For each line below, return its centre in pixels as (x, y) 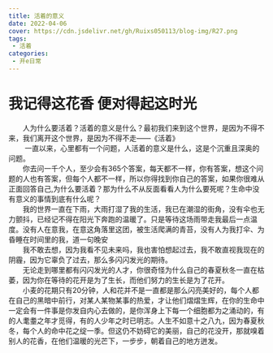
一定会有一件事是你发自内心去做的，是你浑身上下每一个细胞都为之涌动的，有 (136, 310)
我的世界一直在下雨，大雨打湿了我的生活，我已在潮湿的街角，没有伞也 (140, 209)
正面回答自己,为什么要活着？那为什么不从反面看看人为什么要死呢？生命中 (131, 188)
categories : (28, 54)
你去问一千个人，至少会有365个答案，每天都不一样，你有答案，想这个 (140, 168)
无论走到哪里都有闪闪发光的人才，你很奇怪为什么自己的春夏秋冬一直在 (140, 269)
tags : (17, 39)
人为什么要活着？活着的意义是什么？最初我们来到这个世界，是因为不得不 (144, 127)
